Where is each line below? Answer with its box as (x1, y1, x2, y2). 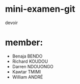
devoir (5, 20, 18, 26)
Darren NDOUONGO (12, 63, 53, 69)
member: (5, 37, 43, 48)
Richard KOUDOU (12, 58, 48, 64)
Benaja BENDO (12, 53, 43, 59)
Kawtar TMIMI (12, 69, 41, 75)
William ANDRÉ (12, 74, 43, 80)
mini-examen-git (5, 3, 76, 15)
